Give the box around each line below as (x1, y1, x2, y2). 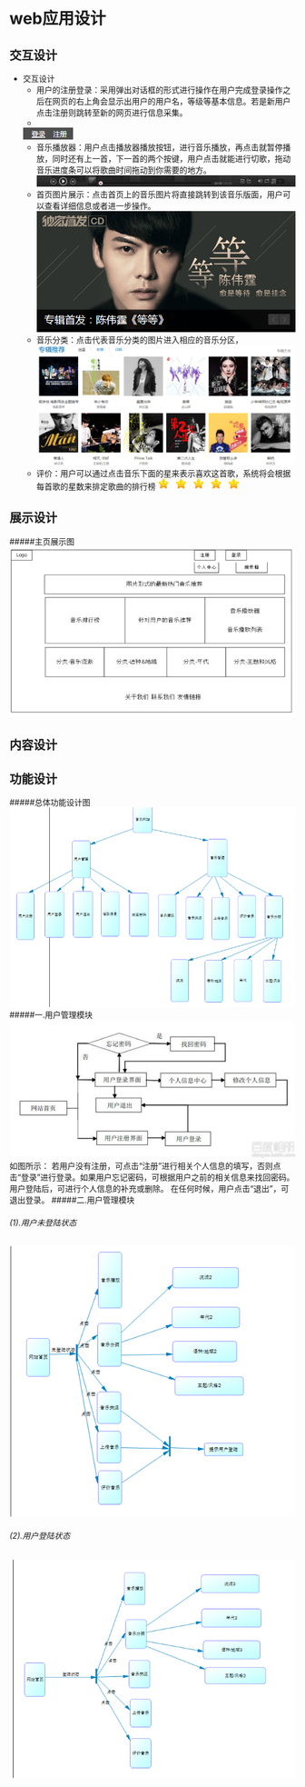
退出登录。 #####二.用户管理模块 (9, 1194, 135, 1205)
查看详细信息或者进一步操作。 (44, 200, 156, 211)
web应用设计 (9, 8, 106, 29)
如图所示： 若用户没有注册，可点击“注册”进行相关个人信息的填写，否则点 (9, 1161, 281, 1172)
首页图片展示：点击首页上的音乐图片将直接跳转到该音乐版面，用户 (35, 188, 283, 200)
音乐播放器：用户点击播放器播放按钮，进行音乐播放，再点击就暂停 (35, 142, 283, 153)
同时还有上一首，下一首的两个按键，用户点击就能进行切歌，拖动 (52, 154, 291, 164)
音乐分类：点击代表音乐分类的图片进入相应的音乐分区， (35, 334, 243, 345)
